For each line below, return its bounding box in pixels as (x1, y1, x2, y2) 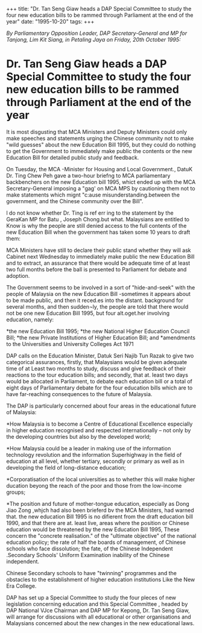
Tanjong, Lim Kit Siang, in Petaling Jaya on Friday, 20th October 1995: (6, 36, 181, 43)
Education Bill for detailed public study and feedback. (6, 154, 139, 161)
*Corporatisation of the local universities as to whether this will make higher (6, 476, 195, 483)
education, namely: (6, 316, 54, 323)
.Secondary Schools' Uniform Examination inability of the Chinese (6, 551, 170, 558)
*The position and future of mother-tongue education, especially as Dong (6, 500, 190, 507)
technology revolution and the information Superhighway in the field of (6, 451, 182, 458)
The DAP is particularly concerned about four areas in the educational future (6, 402, 197, 409)
